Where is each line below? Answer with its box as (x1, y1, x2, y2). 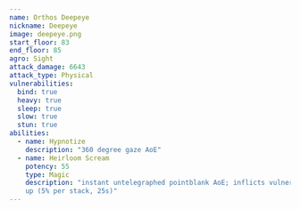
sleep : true (17, 104, 62, 113)
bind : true (17, 87, 58, 96)
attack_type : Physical (9, 71, 94, 80)
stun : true (17, 121, 58, 130)
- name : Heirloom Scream (17, 153, 110, 163)
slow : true (17, 112, 58, 121)
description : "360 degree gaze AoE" (25, 145, 162, 154)
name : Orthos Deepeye (9, 12, 90, 22)
